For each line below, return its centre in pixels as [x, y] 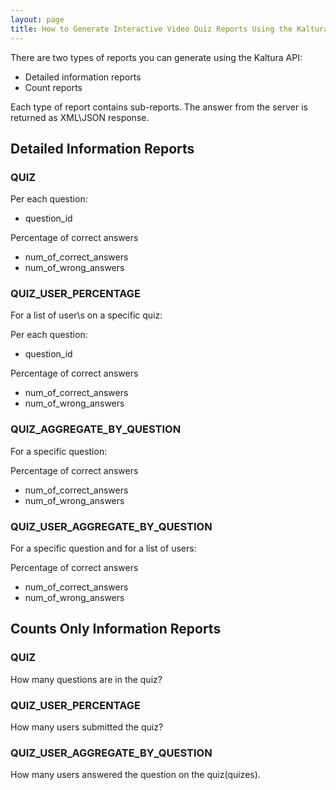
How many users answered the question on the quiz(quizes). [135, 775]
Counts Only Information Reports [116, 629]
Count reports [53, 87]
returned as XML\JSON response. [80, 117]
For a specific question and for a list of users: [103, 548]
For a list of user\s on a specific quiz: [86, 315]
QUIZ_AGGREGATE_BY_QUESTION [96, 429]
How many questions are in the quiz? [86, 679]
